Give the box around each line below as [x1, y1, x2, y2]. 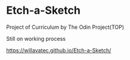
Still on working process [6, 35, 66, 42]
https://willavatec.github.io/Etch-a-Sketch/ [6, 46, 111, 54]
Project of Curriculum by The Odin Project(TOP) [6, 23, 125, 31]
